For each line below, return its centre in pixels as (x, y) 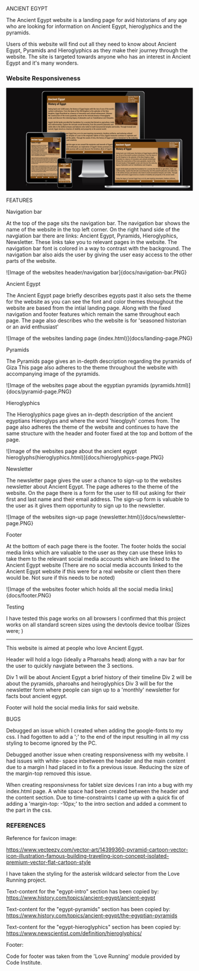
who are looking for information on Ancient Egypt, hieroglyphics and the (94, 26)
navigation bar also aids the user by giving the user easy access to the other (99, 255)
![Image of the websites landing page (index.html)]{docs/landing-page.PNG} (99, 338)
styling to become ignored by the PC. (52, 743)
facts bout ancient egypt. (37, 696)
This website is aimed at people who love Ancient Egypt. (75, 648)
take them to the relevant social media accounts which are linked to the (93, 558)
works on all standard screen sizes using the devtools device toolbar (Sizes (98, 625)
